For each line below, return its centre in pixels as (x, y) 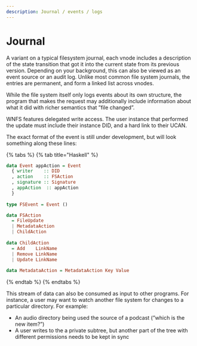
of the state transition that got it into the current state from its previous (93, 64)
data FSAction (24, 215)
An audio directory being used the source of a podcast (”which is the (100, 318)
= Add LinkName (35, 248)
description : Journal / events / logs (54, 12)
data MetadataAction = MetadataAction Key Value (68, 271)
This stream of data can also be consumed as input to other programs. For (98, 294)
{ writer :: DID (36, 171)
